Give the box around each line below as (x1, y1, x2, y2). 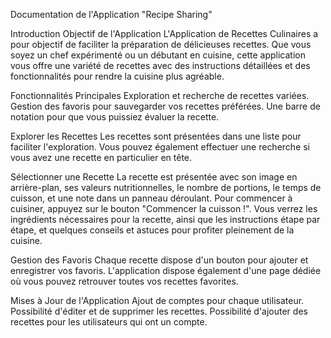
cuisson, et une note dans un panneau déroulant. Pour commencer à (10, 192, 293, 204)
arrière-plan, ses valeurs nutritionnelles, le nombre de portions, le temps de (10, 182, 322, 193)
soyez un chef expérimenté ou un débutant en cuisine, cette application (10, 49, 306, 61)
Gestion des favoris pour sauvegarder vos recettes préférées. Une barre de (10, 100, 321, 112)
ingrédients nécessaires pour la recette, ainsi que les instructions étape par (10, 214, 321, 225)
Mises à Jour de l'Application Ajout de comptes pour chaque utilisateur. (10, 295, 305, 306)
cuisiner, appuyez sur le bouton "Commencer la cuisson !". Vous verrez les (10, 203, 318, 214)
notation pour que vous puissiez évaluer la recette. (10, 111, 220, 123)
